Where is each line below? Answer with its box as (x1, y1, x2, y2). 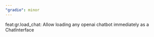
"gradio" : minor (5, 7, 40, 13)
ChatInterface (5, 26, 35, 33)
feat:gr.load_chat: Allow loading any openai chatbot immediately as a (5, 21, 149, 27)
